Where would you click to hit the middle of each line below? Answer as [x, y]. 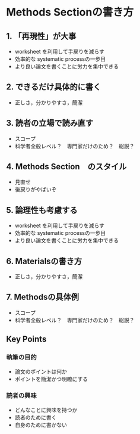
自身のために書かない [41, 424]
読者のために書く [36, 417]
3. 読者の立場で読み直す [50, 123]
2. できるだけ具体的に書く [54, 87]
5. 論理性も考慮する [42, 210]
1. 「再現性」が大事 [41, 36]
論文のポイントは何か [41, 371]
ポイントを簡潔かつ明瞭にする [51, 379]
